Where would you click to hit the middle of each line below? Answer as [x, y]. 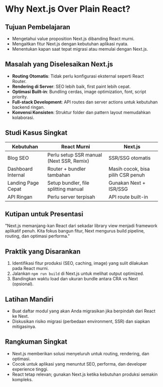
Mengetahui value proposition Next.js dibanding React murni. [73, 39]
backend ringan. [28, 107]
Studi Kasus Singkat [36, 133]
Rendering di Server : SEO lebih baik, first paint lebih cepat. [71, 86]
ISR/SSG [118, 189]
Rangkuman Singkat [36, 342]
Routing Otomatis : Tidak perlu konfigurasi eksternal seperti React [78, 76]
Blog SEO [18, 158]
